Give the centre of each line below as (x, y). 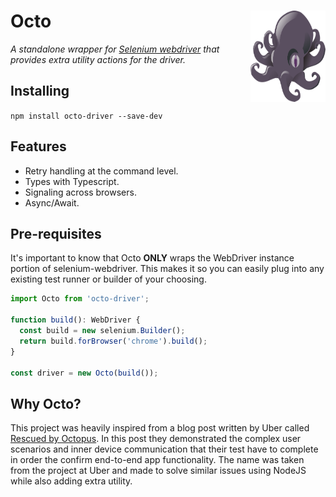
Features (38, 146)
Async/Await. (52, 202)
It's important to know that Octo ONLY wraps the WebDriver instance (152, 258)
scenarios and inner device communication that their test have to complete (164, 449)
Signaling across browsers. (80, 192)
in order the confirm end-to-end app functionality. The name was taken (157, 460)
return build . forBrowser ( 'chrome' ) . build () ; (113, 341)
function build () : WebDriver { (75, 320)
